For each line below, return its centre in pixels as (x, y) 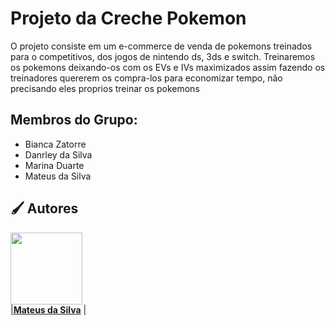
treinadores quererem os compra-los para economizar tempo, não (146, 78)
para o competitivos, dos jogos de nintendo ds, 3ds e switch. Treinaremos (163, 56)
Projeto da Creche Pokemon (128, 18)
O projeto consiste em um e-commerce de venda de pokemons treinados (161, 46)
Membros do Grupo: (74, 120)
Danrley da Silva (58, 154)
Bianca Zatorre (55, 144)
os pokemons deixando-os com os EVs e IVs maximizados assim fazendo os (168, 67)
